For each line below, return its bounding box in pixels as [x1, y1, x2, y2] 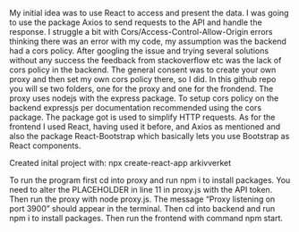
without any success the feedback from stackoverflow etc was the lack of [9, 55, 282, 65]
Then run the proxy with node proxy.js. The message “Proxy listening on [9, 194, 276, 204]
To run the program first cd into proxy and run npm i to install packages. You [9, 175, 291, 186]
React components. [9, 140, 81, 151]
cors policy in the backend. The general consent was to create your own [9, 64, 277, 75]
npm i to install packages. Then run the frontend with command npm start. [9, 213, 284, 223]
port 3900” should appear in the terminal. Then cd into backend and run [9, 203, 276, 213]
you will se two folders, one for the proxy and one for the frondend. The [9, 84, 274, 94]
